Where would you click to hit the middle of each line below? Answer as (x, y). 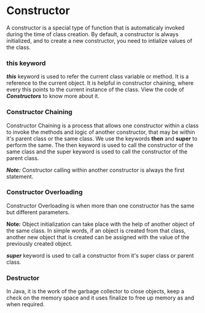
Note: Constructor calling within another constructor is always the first (95, 170)
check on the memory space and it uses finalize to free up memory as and (100, 298)
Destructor (23, 278)
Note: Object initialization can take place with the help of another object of (101, 224)
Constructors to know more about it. (53, 96)
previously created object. (39, 244)
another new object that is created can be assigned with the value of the (98, 237)
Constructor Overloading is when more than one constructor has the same (100, 206)
